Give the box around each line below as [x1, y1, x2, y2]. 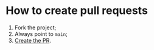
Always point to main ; [14, 30, 68, 37]
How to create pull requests [5, 4, 149, 18]
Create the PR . [14, 37, 51, 44]
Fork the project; [14, 24, 57, 31]
